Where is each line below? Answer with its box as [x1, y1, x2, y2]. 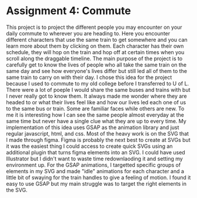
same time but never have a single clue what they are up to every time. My [6, 117, 186, 124]
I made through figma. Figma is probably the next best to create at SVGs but [6, 136, 191, 143]
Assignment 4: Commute [6, 4, 131, 18]
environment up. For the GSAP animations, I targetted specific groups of [6, 161, 181, 169]
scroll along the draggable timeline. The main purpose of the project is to [6, 55, 183, 62]
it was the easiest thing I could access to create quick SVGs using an [6, 143, 173, 150]
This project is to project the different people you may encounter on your [6, 24, 182, 31]
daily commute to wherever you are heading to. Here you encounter [6, 29, 171, 37]
